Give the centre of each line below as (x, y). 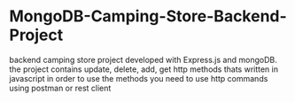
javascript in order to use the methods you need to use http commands (139, 78)
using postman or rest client (60, 88)
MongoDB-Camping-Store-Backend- (148, 16)
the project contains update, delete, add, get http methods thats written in (144, 69)
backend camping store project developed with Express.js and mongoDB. (143, 59)
